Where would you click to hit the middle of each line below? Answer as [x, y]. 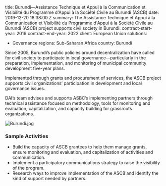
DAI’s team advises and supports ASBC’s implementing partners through [79, 98]
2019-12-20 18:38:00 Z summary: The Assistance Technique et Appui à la [80, 18]
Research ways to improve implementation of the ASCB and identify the [85, 173]
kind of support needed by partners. [49, 179]
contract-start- [137, 28]
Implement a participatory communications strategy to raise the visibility [86, 163]
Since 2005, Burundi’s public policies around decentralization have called [80, 52]
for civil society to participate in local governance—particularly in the [76, 58]
